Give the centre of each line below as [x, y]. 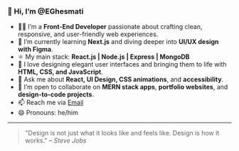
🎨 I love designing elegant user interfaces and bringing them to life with [122, 65]
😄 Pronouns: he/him [48, 113]
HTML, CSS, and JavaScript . [60, 72]
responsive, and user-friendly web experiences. [88, 34]
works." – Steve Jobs [55, 140]
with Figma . [35, 50]
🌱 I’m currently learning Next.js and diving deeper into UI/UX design [118, 42]
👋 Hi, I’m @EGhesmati [46, 11]
